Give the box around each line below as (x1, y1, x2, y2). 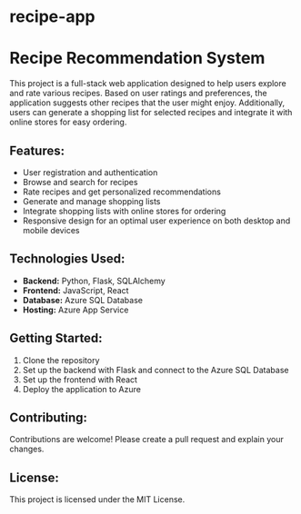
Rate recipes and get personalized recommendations (22, 186, 221, 197)
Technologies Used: (9, 252, 125, 267)
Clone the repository (22, 354, 100, 365)
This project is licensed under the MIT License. (9, 494, 186, 505)
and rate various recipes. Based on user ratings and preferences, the (9, 88, 267, 99)
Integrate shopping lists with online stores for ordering (22, 205, 226, 216)
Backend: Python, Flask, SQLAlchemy (22, 275, 166, 286)
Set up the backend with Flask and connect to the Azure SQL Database (22, 364, 289, 375)
